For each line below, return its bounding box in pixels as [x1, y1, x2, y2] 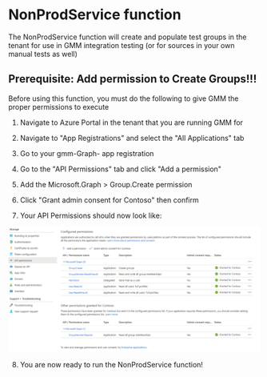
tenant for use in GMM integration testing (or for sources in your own [8, 40, 235, 50]
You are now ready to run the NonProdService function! [19, 359, 204, 369]
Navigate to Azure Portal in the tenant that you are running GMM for [19, 118, 244, 127]
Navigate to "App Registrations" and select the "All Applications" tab [19, 133, 245, 142]
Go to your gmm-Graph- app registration [19, 148, 154, 158]
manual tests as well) [8, 49, 78, 58]
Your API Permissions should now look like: [19, 211, 162, 220]
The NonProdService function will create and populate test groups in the [8, 32, 247, 42]
